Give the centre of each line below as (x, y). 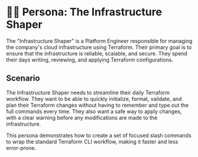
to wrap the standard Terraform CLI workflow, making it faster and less (92, 142)
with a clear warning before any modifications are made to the (82, 117)
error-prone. (21, 148)
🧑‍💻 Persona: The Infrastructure (84, 12)
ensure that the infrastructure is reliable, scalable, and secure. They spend (97, 53)
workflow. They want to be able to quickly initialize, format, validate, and (94, 99)
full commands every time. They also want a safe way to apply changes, (94, 111)
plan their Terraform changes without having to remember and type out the (98, 105)
